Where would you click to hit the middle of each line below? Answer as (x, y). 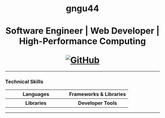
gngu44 (82, 9)
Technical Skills (24, 82)
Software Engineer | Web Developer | (82, 31)
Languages (36, 94)
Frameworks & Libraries (97, 94)
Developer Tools (97, 103)
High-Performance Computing (82, 41)
